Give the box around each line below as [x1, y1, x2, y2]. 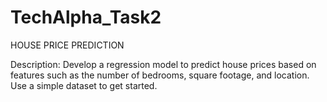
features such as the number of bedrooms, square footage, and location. [10, 69, 310, 81]
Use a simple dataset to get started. [10, 79, 158, 91]
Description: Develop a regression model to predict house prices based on [10, 58, 317, 70]
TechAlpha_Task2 [10, 6, 162, 29]
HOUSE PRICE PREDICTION [10, 39, 125, 51]
